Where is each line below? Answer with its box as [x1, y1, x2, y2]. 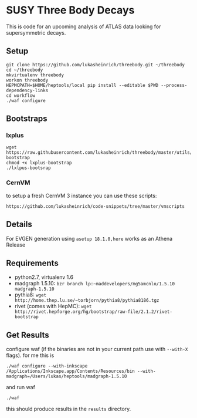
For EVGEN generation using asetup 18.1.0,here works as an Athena [6, 235, 173, 242]
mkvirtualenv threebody [6, 72, 64, 78]
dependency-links [6, 87, 49, 93]
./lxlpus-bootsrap [6, 165, 51, 171]
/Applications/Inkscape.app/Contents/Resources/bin [6, 368, 135, 375]
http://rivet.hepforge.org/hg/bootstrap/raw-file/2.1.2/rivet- [14, 309, 173, 315]
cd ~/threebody [6, 67, 43, 73]
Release [6, 241, 26, 248]
